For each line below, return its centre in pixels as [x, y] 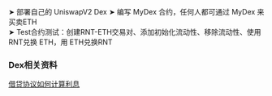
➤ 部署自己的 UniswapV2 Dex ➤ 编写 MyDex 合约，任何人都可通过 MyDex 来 [136, 12]
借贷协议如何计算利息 [44, 84]
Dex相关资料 [33, 65]
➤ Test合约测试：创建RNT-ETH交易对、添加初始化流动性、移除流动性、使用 [135, 32]
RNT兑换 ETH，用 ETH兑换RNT [60, 42]
